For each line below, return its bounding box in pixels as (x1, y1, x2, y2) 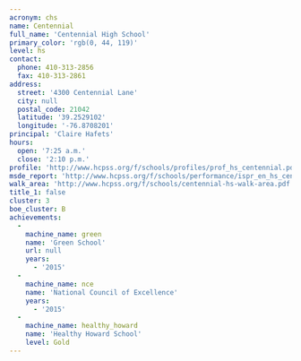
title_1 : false (9, 188, 66, 197)
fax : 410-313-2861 (17, 72, 87, 81)
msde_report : (9, 171, 58, 180)
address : (9, 80, 42, 89)
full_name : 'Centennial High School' (9, 30, 150, 39)
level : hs (9, 47, 47, 56)
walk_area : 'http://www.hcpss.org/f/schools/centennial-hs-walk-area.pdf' (9, 180, 295, 189)
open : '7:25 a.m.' (17, 146, 87, 155)
